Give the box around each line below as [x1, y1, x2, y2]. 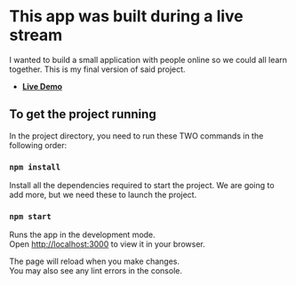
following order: [9, 139, 68, 150]
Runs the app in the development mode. [9, 229, 156, 241]
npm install [9, 162, 61, 172]
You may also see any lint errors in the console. [9, 265, 182, 276]
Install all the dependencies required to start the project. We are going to [9, 180, 275, 191]
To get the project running [9, 107, 157, 122]
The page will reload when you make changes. [9, 256, 180, 267]
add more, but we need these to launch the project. [9, 189, 197, 201]
